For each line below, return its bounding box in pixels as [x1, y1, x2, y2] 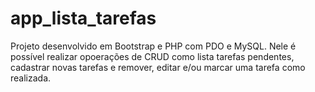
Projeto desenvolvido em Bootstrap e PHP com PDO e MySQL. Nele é [10, 40, 297, 52]
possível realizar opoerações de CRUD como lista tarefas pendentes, [10, 50, 295, 62]
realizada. [10, 72, 52, 84]
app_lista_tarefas [10, 7, 157, 30]
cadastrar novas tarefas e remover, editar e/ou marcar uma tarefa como [10, 61, 306, 73]
